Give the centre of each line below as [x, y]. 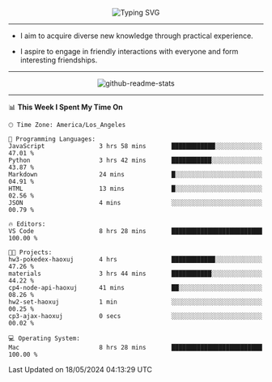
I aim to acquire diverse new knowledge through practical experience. [136, 36]
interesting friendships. [59, 60]
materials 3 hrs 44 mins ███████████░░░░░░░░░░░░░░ [136, 274]
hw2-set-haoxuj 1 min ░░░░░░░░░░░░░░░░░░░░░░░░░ [136, 302]
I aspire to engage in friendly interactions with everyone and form [129, 51]
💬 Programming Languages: [52, 139]
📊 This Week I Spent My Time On [66, 107]
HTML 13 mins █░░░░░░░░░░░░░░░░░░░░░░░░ [136, 189]
